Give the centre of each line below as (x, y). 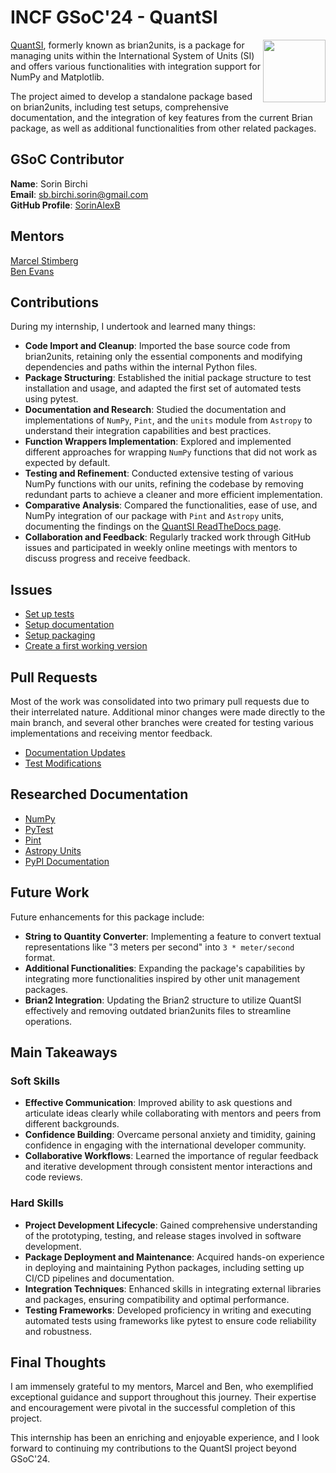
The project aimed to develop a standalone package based (131, 96)
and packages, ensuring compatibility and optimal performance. (157, 1299)
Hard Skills (37, 1203)
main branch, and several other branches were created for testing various (162, 722)
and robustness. (58, 1331)
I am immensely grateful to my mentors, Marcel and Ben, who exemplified (162, 1387)
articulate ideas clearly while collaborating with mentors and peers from (173, 1113)
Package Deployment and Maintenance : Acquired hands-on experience (174, 1257)
